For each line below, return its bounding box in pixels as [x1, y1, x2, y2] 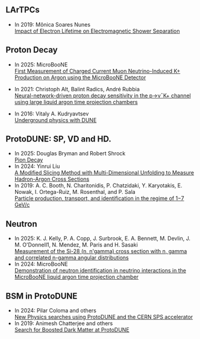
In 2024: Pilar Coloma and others [14, 307, 97, 314]
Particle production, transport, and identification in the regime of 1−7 [14, 195, 184, 202]
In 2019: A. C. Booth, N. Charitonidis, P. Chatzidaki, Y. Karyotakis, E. [14, 182, 183, 189]
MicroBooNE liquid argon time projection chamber [14, 273, 139, 280]
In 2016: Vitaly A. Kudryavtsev [14, 110, 89, 117]
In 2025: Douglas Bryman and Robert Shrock [14, 150, 126, 157]
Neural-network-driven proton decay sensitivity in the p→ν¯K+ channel [14, 92, 191, 99]
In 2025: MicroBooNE [14, 60, 68, 68]
